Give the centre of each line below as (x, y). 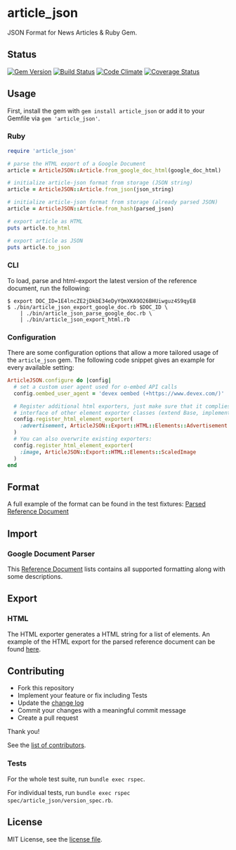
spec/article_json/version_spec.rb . (60, 800)
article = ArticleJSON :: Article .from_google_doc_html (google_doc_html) (114, 170)
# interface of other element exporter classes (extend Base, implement (122, 413)
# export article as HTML (45, 221)
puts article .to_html (39, 228)
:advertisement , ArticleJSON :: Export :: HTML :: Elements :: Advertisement (124, 426)
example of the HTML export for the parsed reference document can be (111, 642)
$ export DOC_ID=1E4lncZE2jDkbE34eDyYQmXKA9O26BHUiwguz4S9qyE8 (102, 301)
